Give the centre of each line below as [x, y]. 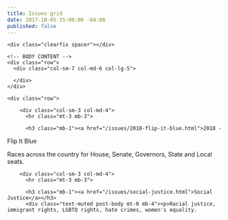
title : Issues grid [35, 13]
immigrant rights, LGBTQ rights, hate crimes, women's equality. [102, 210]
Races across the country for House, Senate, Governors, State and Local [110, 154]
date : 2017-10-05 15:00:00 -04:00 [56, 20]
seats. [16, 162]
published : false [32, 26]
